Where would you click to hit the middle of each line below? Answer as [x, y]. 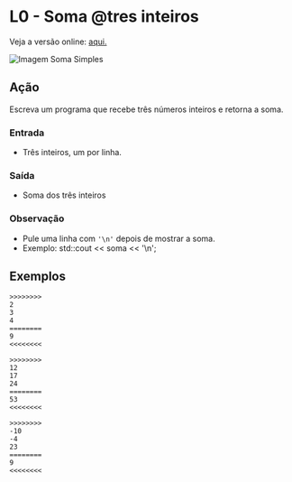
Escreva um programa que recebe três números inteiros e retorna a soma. [146, 109]
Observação [37, 218]
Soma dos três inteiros [64, 195]
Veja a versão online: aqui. [58, 42]
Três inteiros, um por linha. [72, 153]
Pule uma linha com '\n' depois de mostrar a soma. [119, 238]
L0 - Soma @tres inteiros [105, 17]
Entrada [27, 133]
